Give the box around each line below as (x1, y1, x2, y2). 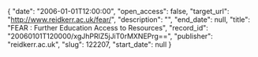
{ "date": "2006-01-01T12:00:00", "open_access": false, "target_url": (7, 7, 230, 16)
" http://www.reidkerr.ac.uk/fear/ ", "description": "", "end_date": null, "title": (7, 15, 250, 24)
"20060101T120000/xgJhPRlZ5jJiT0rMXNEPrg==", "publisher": (7, 31, 214, 41)
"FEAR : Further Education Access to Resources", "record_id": (7, 23, 208, 32)
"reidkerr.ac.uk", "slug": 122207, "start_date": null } (7, 40, 172, 49)
